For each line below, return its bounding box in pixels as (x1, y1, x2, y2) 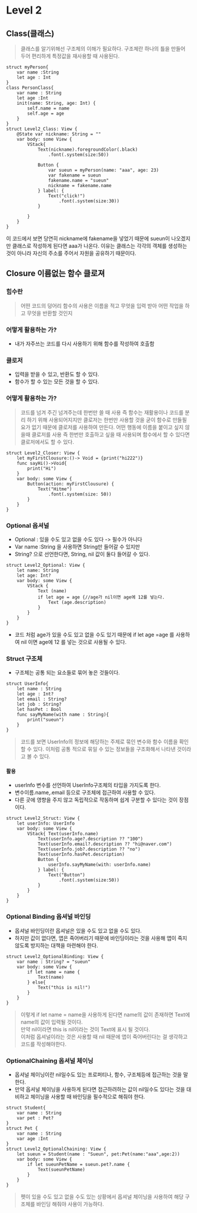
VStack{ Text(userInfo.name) (27, 831, 99, 837)
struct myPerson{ (6, 64, 49, 70)
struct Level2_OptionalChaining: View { (6, 1146, 107, 1152)
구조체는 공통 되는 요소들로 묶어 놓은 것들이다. (14, 669, 121, 676)
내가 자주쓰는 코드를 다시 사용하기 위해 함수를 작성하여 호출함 (14, 340, 155, 347)
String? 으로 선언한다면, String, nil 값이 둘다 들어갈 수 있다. (14, 550, 150, 557)
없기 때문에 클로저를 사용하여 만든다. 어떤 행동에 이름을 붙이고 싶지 (31, 423, 184, 430)
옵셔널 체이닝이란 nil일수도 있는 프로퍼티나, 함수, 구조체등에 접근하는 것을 (14, 1071, 182, 1078)
